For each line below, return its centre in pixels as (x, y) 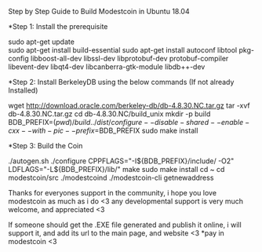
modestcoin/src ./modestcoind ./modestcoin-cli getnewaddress (111, 177)
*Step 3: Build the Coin (45, 146)
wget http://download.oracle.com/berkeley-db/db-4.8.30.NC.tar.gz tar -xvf (129, 106)
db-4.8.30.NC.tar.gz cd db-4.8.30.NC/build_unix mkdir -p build (109, 114)
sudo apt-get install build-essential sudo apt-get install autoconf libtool (123, 50)
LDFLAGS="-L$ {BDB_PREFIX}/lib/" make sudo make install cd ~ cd (116, 169)
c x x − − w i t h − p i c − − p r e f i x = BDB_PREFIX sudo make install (103, 130)
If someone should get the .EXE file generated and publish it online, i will (125, 225)
